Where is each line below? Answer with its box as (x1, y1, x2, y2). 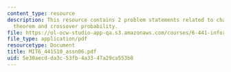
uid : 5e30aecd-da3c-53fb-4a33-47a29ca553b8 (7, 55, 134, 62)
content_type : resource (7, 10, 76, 17)
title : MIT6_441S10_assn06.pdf (7, 49, 97, 56)
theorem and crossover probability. (13, 23, 118, 29)
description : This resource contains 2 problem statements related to (7, 16, 214, 23)
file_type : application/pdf (7, 36, 88, 43)
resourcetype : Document (7, 42, 76, 49)
